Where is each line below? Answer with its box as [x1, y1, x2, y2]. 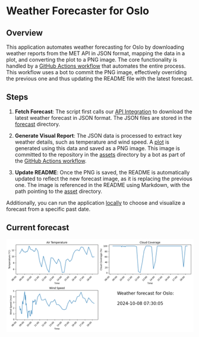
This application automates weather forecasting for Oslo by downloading [6, 43, 184, 50]
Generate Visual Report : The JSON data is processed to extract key [14, 132, 182, 139]
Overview [6, 28, 43, 38]
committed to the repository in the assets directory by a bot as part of [14, 151, 185, 158]
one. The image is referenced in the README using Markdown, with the [14, 181, 190, 188]
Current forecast [6, 222, 70, 233]
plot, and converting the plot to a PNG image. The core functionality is [6, 56, 177, 63]
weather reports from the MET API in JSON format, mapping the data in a [6, 50, 185, 57]
